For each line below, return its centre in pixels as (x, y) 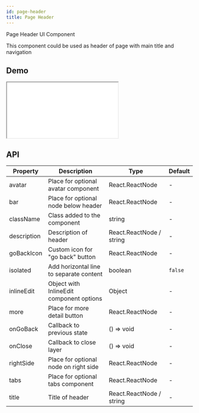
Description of (68, 232)
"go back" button (72, 257)
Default (179, 171)
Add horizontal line (74, 267)
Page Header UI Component (41, 34)
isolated (20, 270)
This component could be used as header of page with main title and (90, 46)
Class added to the (74, 216)
